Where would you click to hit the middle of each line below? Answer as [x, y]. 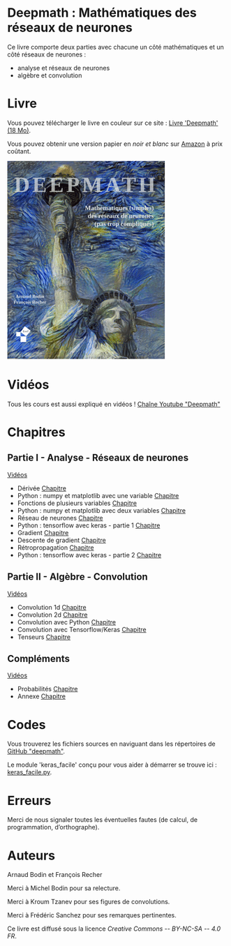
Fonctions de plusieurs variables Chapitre [77, 503]
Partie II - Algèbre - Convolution [77, 577]
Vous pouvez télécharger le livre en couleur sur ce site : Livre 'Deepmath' [113, 123]
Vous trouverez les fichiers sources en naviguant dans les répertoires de [112, 744]
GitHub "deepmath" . [36, 751]
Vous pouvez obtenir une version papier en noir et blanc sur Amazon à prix [115, 144]
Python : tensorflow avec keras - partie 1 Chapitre [89, 525]
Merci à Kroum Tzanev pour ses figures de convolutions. [89, 902]
